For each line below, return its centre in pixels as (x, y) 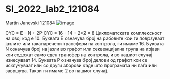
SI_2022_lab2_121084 (52, 9)
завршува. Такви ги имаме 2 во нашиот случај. (57, 71)
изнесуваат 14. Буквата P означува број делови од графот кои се (76, 60)
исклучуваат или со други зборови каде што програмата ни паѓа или (81, 65)
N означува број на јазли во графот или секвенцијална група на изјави (82, 49)
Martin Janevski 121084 (30, 23)
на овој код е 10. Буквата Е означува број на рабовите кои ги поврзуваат (85, 38)
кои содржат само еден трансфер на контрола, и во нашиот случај (79, 55)
